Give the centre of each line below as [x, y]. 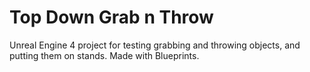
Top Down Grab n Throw [111, 17]
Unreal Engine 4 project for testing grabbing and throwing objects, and [155, 45]
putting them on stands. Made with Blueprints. [104, 55]
